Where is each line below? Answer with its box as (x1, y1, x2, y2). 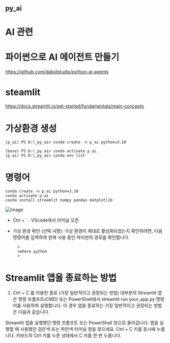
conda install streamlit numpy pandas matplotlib (5, 198, 113, 203)
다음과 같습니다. (18, 309, 50, 315)
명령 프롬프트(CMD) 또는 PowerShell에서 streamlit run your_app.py (18, 296, 155, 302)
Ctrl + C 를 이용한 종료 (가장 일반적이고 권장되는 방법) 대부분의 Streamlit (12, 290, 157, 296)
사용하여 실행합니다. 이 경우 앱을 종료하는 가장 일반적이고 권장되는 (22, 303, 153, 309)
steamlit (5, 86, 41, 98)
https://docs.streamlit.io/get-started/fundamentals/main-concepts (5, 103, 144, 109)
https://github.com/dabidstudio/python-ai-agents (5, 68, 109, 74)
